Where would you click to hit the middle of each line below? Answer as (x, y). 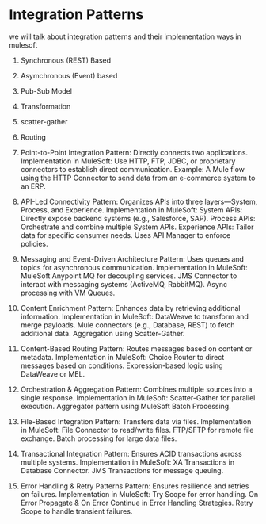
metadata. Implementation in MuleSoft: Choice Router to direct (122, 357)
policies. (34, 243)
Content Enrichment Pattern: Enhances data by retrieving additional (130, 308)
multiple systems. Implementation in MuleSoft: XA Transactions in (127, 462)
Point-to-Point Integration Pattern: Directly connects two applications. (134, 152)
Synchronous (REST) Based (66, 60)
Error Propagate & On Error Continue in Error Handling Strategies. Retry (137, 503)
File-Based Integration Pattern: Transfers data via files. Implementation (136, 421)
